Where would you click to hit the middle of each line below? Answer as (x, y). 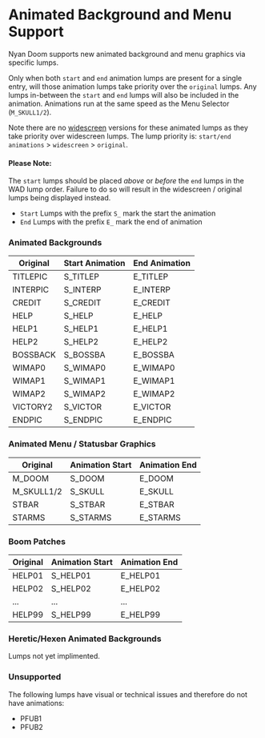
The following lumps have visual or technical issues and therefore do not (128, 694)
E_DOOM (157, 478)
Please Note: (30, 163)
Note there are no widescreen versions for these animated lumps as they (128, 127)
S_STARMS (91, 517)
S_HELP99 (71, 615)
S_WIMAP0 (85, 368)
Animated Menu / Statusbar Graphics (82, 444)
